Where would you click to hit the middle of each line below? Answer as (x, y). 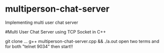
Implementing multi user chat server (42, 22)
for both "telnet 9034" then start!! (39, 46)
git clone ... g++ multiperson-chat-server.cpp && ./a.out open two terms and (82, 41)
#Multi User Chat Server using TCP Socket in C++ (56, 32)
